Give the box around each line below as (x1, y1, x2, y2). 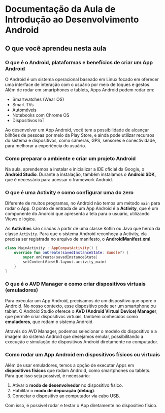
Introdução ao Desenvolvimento (5, 14, 139, 25)
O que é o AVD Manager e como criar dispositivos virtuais (5, 280, 146, 287)
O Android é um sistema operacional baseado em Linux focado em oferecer (5, 76, 159, 82)
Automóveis (12, 107, 37, 113)
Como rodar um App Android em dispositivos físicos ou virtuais (5, 351, 160, 358)
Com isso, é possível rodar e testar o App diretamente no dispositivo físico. (5, 403, 158, 409)
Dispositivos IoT (12, 117, 45, 123)
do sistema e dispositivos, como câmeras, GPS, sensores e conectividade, (5, 137, 156, 143)
